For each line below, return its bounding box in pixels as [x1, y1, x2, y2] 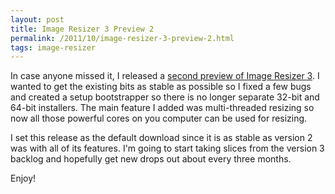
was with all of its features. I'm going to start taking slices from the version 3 [10, 142, 325, 155]
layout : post [10, 14, 65, 25]
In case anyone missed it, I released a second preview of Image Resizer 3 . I [10, 70, 320, 82]
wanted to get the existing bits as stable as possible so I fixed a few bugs [10, 81, 312, 93]
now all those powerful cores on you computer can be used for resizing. [10, 112, 308, 125]
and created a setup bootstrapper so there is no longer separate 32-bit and [10, 91, 320, 103]
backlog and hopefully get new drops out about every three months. [10, 153, 292, 165]
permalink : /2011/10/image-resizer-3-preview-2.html [10, 33, 235, 43]
